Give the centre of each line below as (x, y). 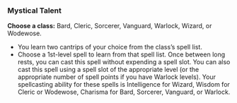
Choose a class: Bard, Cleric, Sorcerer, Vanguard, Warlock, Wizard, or (110, 26)
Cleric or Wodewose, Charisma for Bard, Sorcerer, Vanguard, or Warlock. (124, 92)
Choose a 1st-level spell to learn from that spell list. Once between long (121, 54)
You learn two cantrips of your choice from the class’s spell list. (110, 47)
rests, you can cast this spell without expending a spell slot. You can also (124, 62)
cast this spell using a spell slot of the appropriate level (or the (108, 70)
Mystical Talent (35, 11)
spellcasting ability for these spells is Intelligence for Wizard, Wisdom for (123, 85)
